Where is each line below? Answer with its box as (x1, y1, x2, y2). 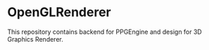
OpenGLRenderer (7, 4, 111, 20)
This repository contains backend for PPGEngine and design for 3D (7, 27, 202, 36)
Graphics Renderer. (7, 35, 63, 43)
